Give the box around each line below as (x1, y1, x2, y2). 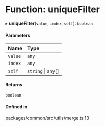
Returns (5, 81, 23, 87)
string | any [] (27, 68, 59, 75)
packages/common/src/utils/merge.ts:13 (5, 115, 89, 121)
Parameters (5, 32, 30, 38)
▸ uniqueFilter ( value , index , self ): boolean (5, 20, 93, 26)
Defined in (5, 103, 28, 110)
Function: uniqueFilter (5, 4, 100, 15)
